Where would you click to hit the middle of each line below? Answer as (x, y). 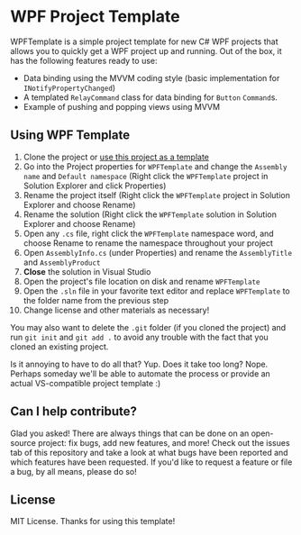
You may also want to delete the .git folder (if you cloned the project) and (148, 327)
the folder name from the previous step (96, 300)
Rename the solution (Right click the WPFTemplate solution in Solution (150, 214)
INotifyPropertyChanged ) (69, 87)
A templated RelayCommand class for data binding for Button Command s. (150, 97)
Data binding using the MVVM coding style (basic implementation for (151, 77)
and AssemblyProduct (62, 262)
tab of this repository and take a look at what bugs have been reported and (149, 452)
